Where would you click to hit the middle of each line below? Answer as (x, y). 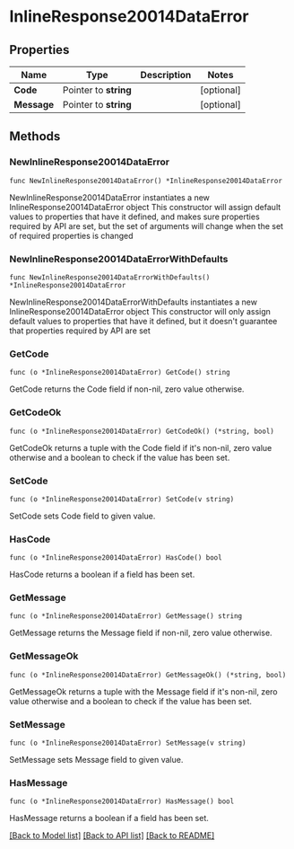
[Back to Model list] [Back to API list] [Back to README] (112, 836)
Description (166, 75)
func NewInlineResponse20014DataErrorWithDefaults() (110, 277)
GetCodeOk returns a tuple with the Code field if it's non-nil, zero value (141, 447)
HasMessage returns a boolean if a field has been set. (109, 818)
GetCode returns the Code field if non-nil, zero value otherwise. (127, 389)
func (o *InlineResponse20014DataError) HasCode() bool (116, 558)
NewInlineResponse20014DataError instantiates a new (110, 197)
